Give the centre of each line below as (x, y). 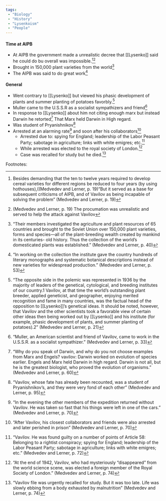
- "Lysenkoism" (23, 23)
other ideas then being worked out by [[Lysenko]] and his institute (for (84, 317)
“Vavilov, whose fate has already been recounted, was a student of (81, 382)
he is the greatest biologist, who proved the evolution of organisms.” (82, 367)
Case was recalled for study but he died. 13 (63, 154)
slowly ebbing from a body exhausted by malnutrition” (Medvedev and (84, 488)
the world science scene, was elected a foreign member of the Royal (82, 467)
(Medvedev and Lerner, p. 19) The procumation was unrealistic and (81, 209)
